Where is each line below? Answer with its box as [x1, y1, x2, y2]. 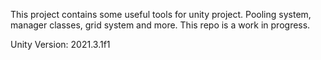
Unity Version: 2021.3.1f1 [10, 39, 111, 50]
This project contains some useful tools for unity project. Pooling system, [10, 9, 312, 20]
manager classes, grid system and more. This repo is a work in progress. [10, 19, 311, 31]
